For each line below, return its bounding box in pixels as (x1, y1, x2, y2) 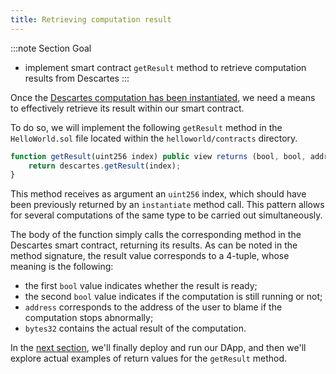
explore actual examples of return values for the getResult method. (10, 352, 288, 365)
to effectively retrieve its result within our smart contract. (10, 102, 245, 114)
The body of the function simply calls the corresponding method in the (10, 229, 302, 241)
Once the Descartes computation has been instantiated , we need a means (10, 91, 316, 103)
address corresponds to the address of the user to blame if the (24, 301, 283, 313)
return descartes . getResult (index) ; (28, 161, 182, 171)
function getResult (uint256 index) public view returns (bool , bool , (10, 151, 307, 161)
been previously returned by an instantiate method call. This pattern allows (10, 199, 325, 211)
